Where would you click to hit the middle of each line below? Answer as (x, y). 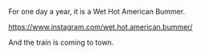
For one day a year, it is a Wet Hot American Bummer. (97, 12)
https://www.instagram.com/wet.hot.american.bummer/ (100, 27)
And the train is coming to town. (61, 42)
